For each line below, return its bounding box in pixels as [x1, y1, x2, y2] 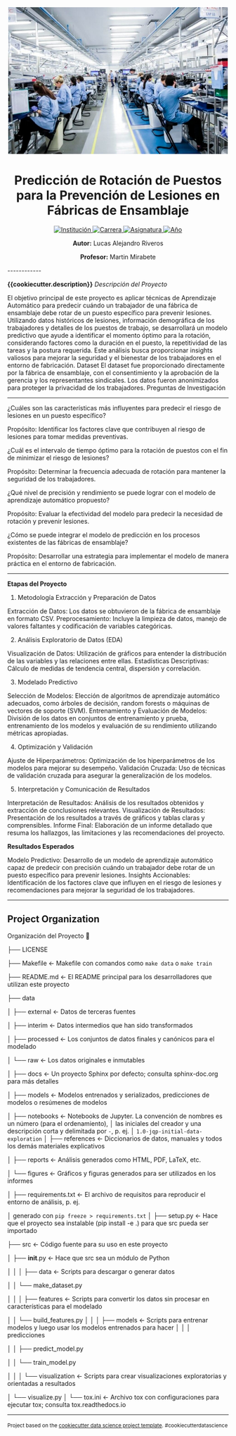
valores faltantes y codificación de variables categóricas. [7, 622, 173, 630]
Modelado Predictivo [17, 678, 78, 687]
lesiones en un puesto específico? [7, 412, 107, 420]
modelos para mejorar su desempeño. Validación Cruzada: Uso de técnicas [7, 764, 226, 773]
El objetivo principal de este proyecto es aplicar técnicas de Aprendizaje [7, 294, 216, 302]
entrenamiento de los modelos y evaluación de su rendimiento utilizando [7, 722, 217, 730]
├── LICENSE [7, 945, 48, 954]
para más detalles [7, 1077, 59, 1086]
